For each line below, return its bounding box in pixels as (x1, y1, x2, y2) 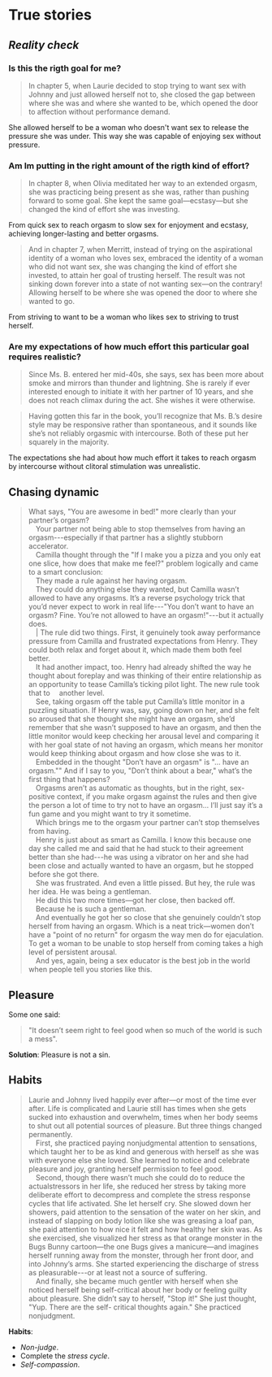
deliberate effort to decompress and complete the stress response (28, 1189, 251, 1200)
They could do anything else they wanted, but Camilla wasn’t (35, 584, 240, 594)
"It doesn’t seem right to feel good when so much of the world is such (28, 1026, 262, 1036)
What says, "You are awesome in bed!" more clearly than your (28, 506, 237, 517)
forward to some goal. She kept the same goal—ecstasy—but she (28, 196, 248, 206)
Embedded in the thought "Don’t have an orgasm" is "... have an (35, 758, 249, 767)
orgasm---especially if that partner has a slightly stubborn (28, 532, 223, 542)
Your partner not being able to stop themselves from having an (35, 524, 246, 534)
